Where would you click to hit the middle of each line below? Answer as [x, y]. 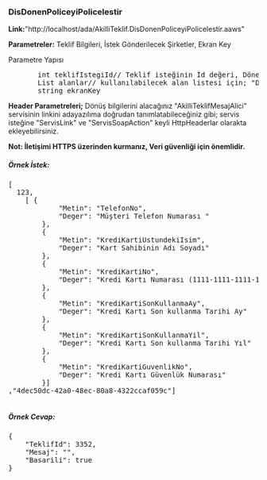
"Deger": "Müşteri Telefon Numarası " [134, 216]
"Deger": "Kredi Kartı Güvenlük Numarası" [142, 375]
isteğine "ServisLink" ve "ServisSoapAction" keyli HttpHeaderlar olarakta [128, 123]
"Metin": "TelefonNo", [103, 208]
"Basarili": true [59, 460]
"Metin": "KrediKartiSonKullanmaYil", [134, 335]
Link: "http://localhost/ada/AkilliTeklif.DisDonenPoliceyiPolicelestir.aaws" [126, 29]
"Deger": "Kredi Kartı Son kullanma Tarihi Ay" [153, 311]
